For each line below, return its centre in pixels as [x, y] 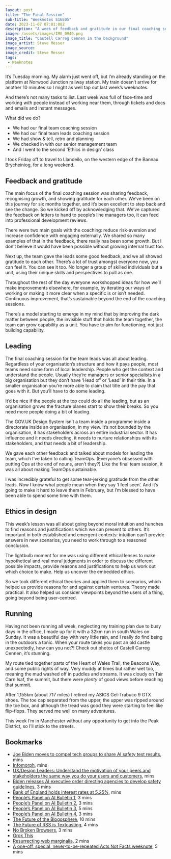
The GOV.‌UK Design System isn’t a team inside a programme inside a [78, 422]
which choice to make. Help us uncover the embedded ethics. [70, 571]
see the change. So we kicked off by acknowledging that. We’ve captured [82, 210]
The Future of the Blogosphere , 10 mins [54, 819]
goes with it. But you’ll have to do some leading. [55, 391]
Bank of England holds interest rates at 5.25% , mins [67, 792]
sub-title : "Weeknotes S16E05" [38, 19]
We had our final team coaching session [55, 128]
